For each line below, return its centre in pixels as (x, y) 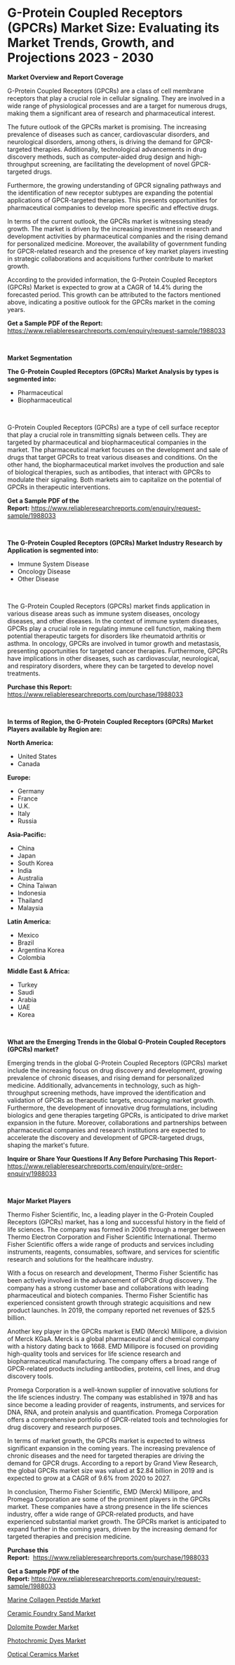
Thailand (30, 900)
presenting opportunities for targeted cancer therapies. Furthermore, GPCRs (117, 651)
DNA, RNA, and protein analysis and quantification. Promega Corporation (113, 1412)
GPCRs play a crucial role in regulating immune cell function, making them (114, 628)
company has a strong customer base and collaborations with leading (108, 1288)
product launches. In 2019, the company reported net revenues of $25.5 (111, 1310)
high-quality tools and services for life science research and (94, 1354)
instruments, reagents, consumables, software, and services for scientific (113, 1252)
